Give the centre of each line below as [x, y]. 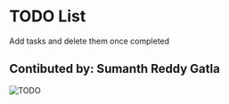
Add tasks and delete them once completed [90, 41]
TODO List [48, 16]
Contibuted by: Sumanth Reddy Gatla [114, 69]
